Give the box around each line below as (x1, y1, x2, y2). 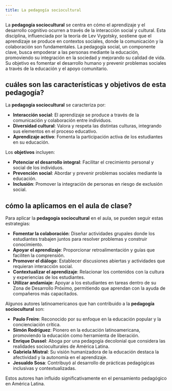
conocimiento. (12, 241, 44, 247)
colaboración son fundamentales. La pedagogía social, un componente (5, 43, 156, 49)
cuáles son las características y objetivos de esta (5, 80, 166, 89)
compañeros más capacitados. (12, 291, 79, 297)
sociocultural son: (5, 306, 45, 312)
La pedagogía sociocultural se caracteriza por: (5, 102, 106, 108)
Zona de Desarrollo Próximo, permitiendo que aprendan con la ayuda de (12, 285, 166, 291)
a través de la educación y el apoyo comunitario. (5, 65, 108, 72)
